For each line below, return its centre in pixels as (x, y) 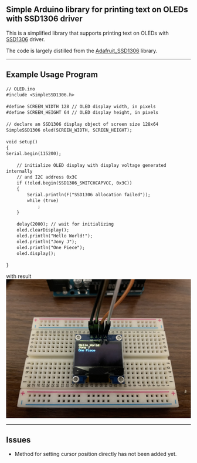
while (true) (43, 200)
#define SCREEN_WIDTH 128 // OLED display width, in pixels (81, 106)
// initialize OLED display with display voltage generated (91, 165)
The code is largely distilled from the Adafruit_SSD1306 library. (82, 51)
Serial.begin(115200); (34, 153)
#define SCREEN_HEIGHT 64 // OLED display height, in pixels (82, 112)
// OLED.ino (21, 89)
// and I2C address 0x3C (47, 177)
